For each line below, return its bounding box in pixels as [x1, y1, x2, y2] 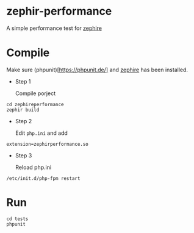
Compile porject [15, 90, 56, 97]
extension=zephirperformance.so [6, 141, 88, 147]
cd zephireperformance [6, 101, 64, 107]
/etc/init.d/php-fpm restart [6, 175, 81, 181]
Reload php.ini [15, 163, 52, 171]
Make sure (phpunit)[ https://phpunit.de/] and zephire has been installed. [6, 66, 188, 73]
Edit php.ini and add [15, 129, 68, 137]
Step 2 [15, 117, 32, 124]
